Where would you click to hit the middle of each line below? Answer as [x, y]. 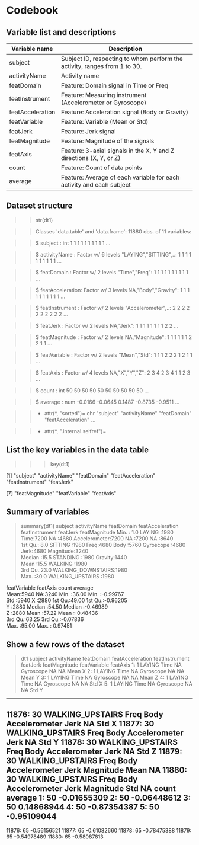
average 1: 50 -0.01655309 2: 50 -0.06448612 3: [99, 798]
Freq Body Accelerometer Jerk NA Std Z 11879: [94, 751]
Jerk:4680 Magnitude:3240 [54, 551]
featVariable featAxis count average [50, 588]
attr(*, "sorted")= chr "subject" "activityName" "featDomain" [118, 413]
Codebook [32, 10]
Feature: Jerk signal [89, 131]
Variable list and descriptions [61, 32]
